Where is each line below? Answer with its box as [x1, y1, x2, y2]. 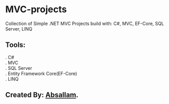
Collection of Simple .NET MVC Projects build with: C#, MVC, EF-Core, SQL [5, 20, 164, 27]
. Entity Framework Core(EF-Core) [5, 70, 77, 76]
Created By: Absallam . [5, 91, 78, 99]
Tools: [5, 41, 26, 49]
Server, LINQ [5, 25, 32, 32]
